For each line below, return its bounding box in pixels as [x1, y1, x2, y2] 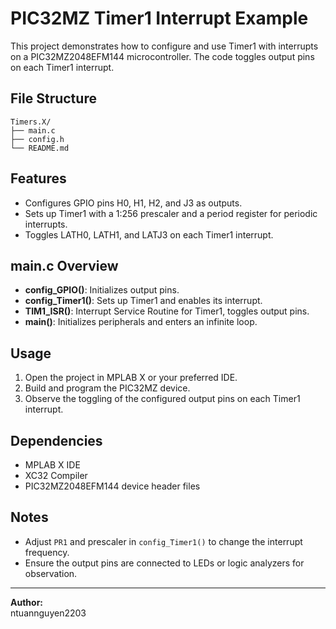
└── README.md [10, 143, 70, 153]
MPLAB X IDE [24, 459, 81, 471]
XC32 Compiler [24, 470, 88, 481]
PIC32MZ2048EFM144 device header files [24, 480, 201, 492]
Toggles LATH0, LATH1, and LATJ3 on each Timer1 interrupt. [24, 228, 274, 241]
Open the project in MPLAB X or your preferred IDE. [24, 372, 238, 384]
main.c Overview [10, 257, 119, 274]
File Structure [10, 90, 97, 107]
